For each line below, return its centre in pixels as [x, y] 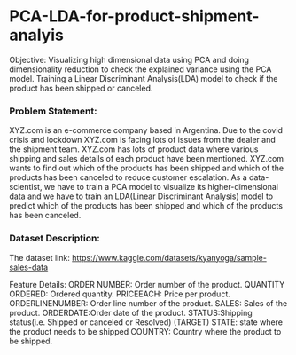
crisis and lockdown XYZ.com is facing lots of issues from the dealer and [143, 140]
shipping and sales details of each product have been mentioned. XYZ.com [147, 159]
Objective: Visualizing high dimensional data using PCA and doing [129, 59]
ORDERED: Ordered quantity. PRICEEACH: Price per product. [120, 294]
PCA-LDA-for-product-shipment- [134, 16]
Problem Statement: [53, 111]
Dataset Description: [55, 239]
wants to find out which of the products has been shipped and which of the [147, 168]
